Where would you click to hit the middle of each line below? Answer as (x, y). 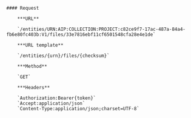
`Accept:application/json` (51, 103)
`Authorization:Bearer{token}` (57, 98)
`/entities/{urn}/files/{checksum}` (64, 56)
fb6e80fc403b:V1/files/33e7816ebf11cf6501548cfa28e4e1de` (81, 34)
